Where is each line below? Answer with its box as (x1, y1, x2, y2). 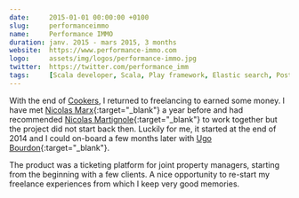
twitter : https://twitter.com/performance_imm (9, 63, 190, 72)
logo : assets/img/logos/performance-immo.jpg (9, 54, 198, 63)
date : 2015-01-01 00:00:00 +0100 (9, 12, 149, 22)
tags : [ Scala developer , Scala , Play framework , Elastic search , (9, 71, 273, 80)
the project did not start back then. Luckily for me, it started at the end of (9, 123, 277, 134)
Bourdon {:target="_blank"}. (9, 142, 109, 153)
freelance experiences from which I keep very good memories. (9, 178, 240, 189)
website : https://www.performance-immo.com (9, 46, 177, 55)
